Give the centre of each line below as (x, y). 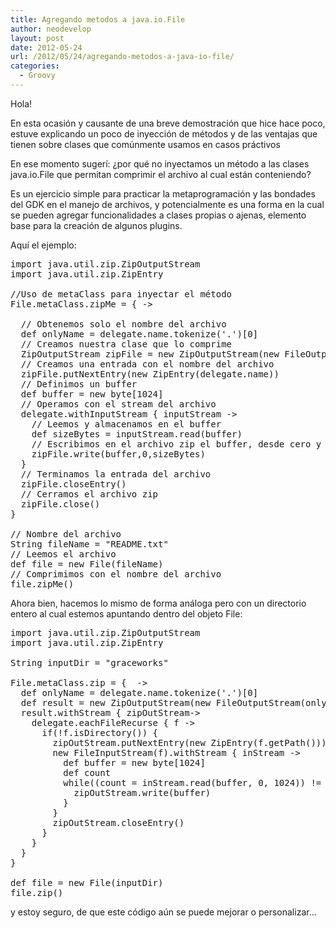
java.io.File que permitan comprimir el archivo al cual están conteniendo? (161, 174)
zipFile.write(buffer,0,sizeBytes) (118, 454)
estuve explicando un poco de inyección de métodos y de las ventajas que (164, 133)
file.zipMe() (42, 584)
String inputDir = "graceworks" (89, 662)
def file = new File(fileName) (87, 564)
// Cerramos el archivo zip (89, 494)
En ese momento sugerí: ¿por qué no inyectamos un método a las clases (160, 163)
